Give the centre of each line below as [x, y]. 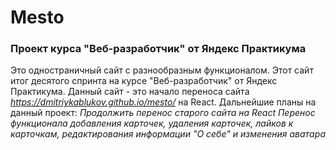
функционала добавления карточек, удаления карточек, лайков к [152, 123]
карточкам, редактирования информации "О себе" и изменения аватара [168, 134]
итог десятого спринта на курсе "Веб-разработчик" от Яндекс [144, 81]
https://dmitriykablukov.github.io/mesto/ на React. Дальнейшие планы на [163, 102]
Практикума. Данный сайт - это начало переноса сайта [130, 92]
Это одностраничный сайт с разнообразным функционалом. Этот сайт [162, 70]
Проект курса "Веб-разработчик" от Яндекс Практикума [158, 49]
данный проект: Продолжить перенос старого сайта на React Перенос [163, 113]
